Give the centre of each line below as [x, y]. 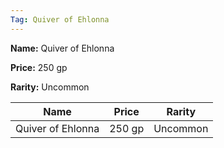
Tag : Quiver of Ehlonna [60, 19]
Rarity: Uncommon [50, 87]
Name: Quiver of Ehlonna [62, 48]
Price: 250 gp [39, 67]
